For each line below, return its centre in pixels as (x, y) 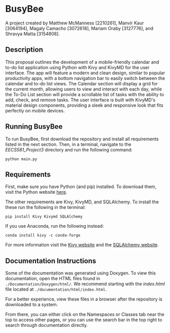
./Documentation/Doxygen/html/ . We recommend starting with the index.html (85, 284)
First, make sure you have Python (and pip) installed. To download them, (81, 187)
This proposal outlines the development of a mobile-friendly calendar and (82, 62)
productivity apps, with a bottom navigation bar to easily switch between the (85, 78)
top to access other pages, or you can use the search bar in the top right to (84, 320)
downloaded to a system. (32, 305)
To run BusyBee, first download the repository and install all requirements (82, 139)
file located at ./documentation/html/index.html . (56, 289)
